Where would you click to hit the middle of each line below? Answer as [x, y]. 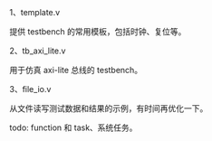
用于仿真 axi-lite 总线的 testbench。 [76, 70]
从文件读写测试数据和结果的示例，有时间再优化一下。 [109, 108]
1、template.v [35, 12]
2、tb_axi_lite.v [38, 51]
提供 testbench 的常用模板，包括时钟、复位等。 [98, 32]
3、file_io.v [30, 89]
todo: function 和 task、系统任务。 [73, 127]
